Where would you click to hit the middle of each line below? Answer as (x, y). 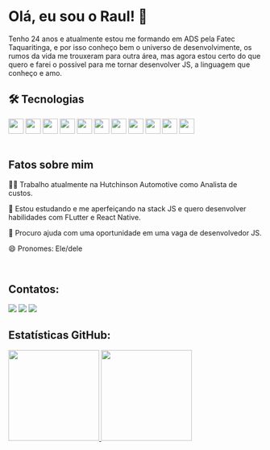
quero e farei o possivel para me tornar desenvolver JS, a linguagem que (129, 65)
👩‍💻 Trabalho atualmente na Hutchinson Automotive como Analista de (123, 184)
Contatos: (34, 289)
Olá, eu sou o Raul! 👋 (78, 17)
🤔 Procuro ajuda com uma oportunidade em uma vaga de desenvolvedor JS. (135, 232)
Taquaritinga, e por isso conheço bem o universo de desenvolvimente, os (130, 47)
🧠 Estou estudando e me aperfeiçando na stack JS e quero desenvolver (127, 208)
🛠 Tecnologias (46, 100)
